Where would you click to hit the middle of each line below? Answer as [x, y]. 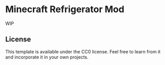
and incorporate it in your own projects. [47, 57]
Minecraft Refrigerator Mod [65, 9]
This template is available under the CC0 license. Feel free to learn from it [83, 51]
